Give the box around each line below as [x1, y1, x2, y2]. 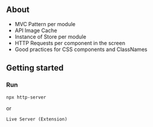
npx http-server [6, 94, 46, 100]
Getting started [6, 63, 64, 73]
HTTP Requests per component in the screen [14, 39, 126, 46]
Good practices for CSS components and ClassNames [14, 46, 148, 53]
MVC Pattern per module [14, 20, 76, 27]
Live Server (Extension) [6, 116, 68, 122]
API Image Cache [14, 27, 58, 34]
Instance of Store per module [14, 33, 87, 40]
